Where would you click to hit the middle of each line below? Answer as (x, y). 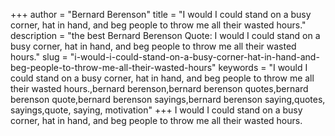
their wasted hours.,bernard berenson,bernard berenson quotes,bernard (159, 88)
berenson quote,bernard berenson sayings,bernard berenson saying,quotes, (168, 99)
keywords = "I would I (263, 67)
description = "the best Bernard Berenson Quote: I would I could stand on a (165, 35)
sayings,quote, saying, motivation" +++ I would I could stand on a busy (156, 110)
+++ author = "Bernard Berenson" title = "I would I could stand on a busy (161, 14)
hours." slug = (39, 57)
